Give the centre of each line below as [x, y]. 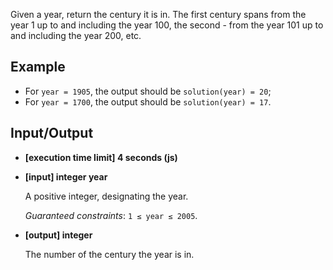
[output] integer [58, 235]
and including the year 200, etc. [76, 35]
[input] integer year [66, 176]
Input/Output [52, 133]
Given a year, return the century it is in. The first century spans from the [158, 14]
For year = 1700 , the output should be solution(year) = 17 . [148, 101]
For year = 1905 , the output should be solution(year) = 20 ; [148, 91]
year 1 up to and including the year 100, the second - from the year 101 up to [167, 25]
